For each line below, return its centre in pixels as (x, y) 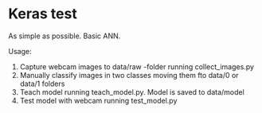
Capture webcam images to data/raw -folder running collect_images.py (137, 66)
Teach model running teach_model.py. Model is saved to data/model (132, 92)
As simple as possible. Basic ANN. (65, 36)
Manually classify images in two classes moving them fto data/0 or (129, 75)
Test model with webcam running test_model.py (98, 100)
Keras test (43, 14)
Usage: (20, 51)
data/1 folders (42, 84)
